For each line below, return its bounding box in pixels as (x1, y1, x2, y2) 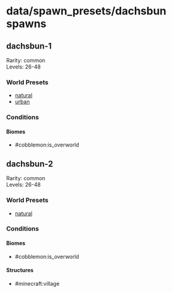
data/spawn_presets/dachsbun (6, 4, 167, 18)
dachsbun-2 (6, 159, 53, 169)
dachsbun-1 (6, 41, 52, 51)
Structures (6, 267, 34, 274)
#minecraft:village (14, 280, 60, 287)
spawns (6, 17, 47, 31)
